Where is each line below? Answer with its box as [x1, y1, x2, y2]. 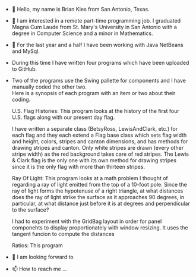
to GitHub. [11, 65, 37, 73]
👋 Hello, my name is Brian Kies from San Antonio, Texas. [11, 6, 150, 12]
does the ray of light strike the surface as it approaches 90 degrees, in [11, 194, 185, 200]
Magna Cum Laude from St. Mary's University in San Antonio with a [11, 24, 177, 30]
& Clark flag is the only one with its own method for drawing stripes [11, 157, 177, 163]
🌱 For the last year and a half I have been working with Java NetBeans [11, 42, 184, 48]
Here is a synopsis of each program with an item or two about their [11, 90, 176, 96]
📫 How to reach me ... [11, 265, 67, 272]
